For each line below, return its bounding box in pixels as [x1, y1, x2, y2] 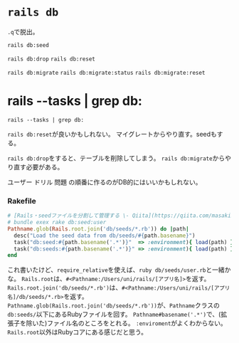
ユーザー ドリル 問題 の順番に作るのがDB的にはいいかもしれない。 [7, 177, 202, 186]
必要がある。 [26, 162, 64, 171]
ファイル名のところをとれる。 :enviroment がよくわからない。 [47, 319, 228, 327]
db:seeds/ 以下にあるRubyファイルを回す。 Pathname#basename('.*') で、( [7, 310, 221, 319]
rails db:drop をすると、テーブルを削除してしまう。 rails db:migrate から [7, 154, 225, 162]
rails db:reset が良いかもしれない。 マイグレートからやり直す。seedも [7, 130, 217, 138]
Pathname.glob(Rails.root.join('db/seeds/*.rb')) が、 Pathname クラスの [7, 301, 221, 310]
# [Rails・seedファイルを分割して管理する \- [7, 212, 129, 219]
